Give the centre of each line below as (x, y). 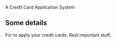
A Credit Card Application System (40, 7)
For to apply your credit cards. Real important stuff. (58, 35)
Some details (26, 23)
